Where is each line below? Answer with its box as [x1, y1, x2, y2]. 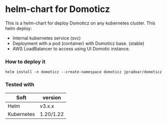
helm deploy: [5, 25, 32, 31]
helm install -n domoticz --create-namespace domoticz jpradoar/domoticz [5, 69, 162, 74]
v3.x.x [39, 102, 54, 109]
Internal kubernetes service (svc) [12, 35, 81, 41]
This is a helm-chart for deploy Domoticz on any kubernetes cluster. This [5, 20, 155, 26]
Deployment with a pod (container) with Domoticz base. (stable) [12, 40, 144, 46]
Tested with [5, 81, 34, 88]
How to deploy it [5, 58, 46, 65]
